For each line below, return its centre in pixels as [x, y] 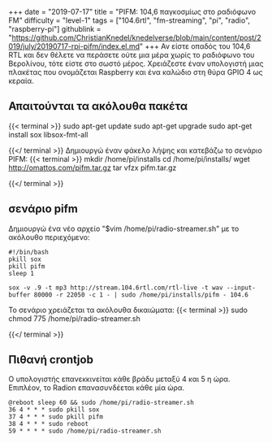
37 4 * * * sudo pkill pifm [56, 417]
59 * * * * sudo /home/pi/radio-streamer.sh [85, 431]
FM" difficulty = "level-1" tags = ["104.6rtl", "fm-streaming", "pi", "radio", [129, 20]
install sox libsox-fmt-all [48, 134]
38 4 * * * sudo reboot [49, 424]
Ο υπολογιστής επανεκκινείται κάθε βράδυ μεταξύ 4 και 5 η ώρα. [119, 379]
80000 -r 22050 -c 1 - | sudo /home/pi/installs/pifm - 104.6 [141, 295]
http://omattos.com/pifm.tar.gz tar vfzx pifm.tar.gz [93, 167]
